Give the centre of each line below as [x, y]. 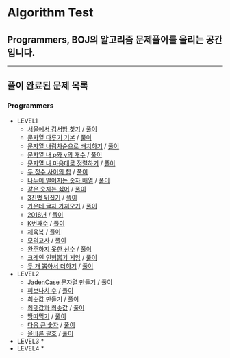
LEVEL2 [28, 274]
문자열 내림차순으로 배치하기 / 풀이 [73, 146]
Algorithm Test [50, 13]
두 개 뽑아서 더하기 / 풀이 [60, 266]
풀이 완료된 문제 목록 [48, 86]
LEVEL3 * [30, 341]
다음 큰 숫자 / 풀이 [51, 324]
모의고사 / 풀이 [47, 240]
